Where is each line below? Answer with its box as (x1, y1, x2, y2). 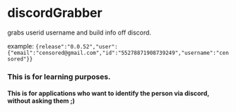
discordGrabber (7, 5, 102, 21)
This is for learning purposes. (7, 72, 111, 82)
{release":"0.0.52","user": (35, 43, 118, 50)
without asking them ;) (7, 97, 76, 105)
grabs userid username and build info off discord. (7, 28, 152, 37)
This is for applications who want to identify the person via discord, (7, 89, 210, 98)
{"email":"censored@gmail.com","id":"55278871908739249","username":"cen (7, 49, 230, 56)
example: (7, 42, 34, 50)
